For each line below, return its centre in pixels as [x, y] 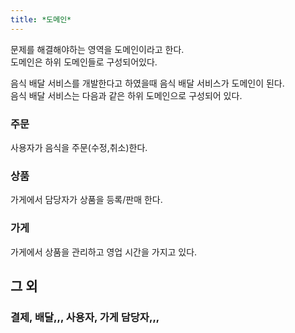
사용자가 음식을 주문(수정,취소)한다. [79, 147]
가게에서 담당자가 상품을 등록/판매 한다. [86, 200]
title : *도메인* [41, 19]
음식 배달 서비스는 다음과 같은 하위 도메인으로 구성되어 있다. [126, 95]
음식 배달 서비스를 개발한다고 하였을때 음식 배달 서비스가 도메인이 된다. [147, 83]
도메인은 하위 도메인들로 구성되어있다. [84, 62]
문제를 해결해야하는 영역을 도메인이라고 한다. [97, 49]
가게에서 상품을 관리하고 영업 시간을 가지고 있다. [104, 252]
